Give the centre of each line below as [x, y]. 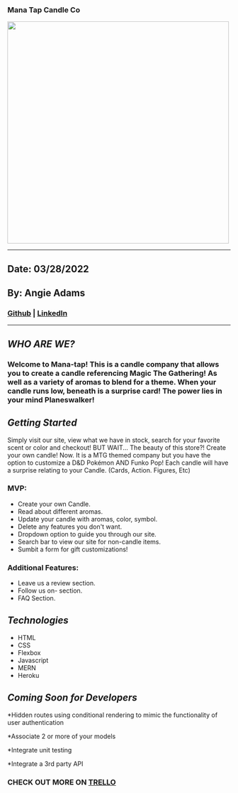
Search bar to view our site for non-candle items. [89, 541]
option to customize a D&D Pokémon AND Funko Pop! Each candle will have [118, 463]
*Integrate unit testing [40, 750]
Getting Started [42, 423]
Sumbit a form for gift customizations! [73, 549]
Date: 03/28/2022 [49, 269]
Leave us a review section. [56, 583]
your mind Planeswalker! [51, 399]
